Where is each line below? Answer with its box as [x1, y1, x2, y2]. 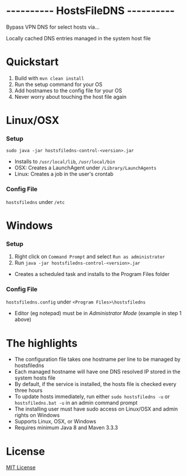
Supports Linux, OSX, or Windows [14, 418, 97, 425]
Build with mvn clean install [14, 74, 84, 81]
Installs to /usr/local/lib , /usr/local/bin [14, 158, 115, 165]
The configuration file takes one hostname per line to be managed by [14, 356, 181, 363]
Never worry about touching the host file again [14, 93, 127, 100]
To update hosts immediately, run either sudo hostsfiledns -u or [14, 393, 170, 400]
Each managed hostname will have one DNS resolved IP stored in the [14, 368, 181, 375]
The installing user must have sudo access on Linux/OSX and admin [14, 405, 178, 413]
